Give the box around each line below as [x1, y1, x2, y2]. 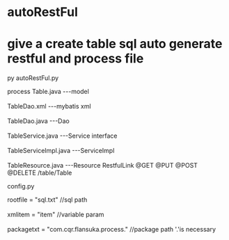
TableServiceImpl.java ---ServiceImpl [7, 147, 115, 155]
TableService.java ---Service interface [7, 131, 118, 140]
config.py [7, 182, 35, 191]
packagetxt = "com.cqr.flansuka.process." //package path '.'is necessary [7, 225, 216, 234]
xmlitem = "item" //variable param [7, 210, 104, 219]
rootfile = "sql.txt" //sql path [7, 195, 88, 204]
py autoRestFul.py [7, 74, 59, 82]
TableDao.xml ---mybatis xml [7, 102, 92, 111]
